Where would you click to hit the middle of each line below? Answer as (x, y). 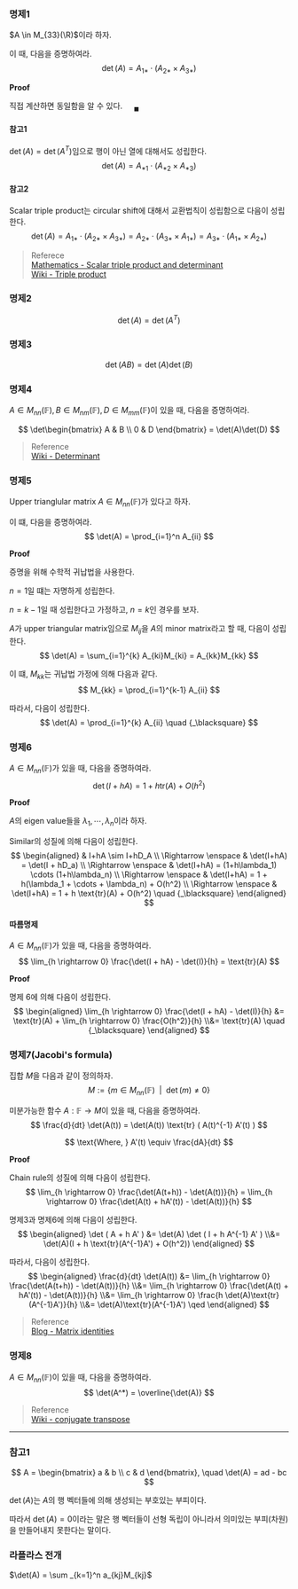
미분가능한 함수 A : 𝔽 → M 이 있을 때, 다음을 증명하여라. (105, 1111)
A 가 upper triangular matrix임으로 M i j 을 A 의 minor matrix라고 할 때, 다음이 (140, 629)
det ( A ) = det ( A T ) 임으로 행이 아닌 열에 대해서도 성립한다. (108, 150)
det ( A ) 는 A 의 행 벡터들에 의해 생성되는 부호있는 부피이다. (108, 1499)
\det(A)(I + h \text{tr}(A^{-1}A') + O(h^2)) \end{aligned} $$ (149, 1244)
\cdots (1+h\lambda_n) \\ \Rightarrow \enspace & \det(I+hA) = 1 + (149, 874)
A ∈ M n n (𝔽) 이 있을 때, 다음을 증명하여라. (80, 1378)
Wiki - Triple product (68, 274)
